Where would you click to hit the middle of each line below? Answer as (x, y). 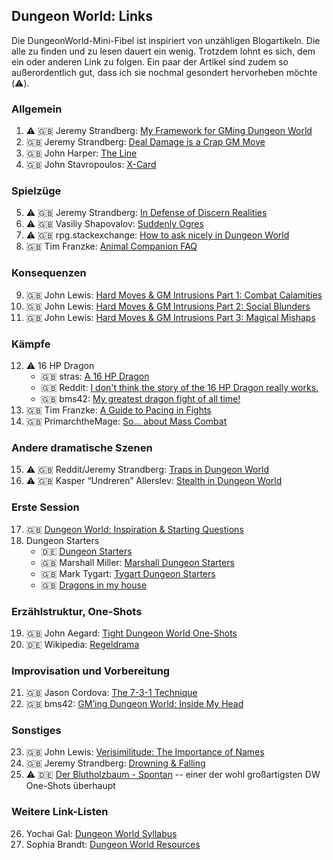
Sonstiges (36, 731)
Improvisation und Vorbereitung (91, 671)
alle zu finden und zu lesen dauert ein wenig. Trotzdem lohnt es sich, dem (163, 51)
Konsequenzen (49, 273)
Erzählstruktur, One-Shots (77, 611)
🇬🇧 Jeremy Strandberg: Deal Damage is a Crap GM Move (145, 142)
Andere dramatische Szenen (82, 447)
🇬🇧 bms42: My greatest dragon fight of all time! (140, 398)
